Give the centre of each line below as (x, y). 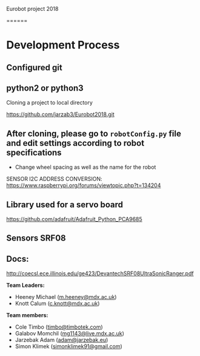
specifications (34, 152)
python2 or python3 (45, 88)
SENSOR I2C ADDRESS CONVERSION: (54, 179)
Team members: (27, 315)
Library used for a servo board (65, 204)
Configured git (34, 67)
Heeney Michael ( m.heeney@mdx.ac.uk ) (66, 297)
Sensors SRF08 (36, 238)
